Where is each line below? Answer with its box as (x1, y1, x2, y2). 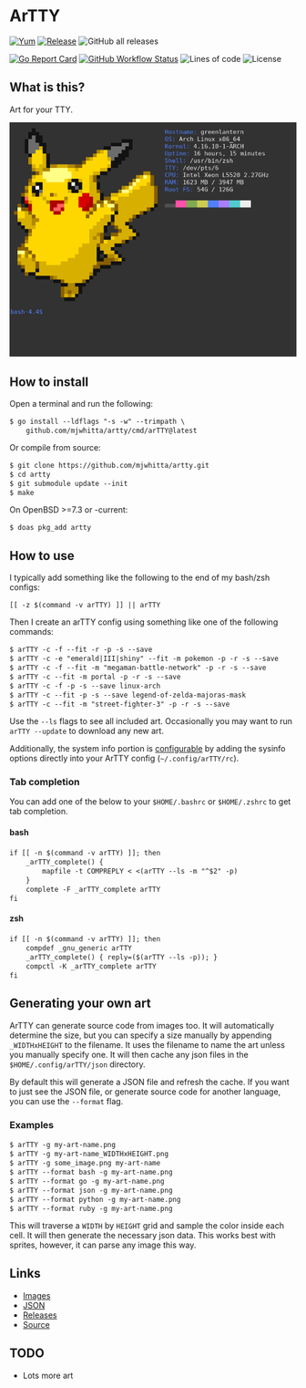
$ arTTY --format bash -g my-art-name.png (9, 1167, 173, 1176)
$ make (9, 489, 35, 498)
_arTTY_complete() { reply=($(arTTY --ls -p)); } (25, 952, 219, 962)
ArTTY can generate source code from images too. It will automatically (9, 1020, 275, 1031)
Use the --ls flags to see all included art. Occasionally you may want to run (9, 716, 293, 727)
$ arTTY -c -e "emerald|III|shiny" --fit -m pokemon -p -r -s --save (9, 654, 280, 664)
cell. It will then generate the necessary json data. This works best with (9, 1229, 276, 1240)
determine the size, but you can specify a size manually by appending (9, 1030, 272, 1041)
